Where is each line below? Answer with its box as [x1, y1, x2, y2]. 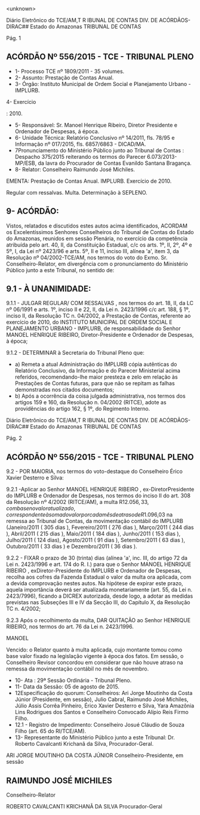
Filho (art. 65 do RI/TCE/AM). [14, 728, 87, 735]
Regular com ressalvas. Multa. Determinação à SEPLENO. [6, 189, 147, 196]
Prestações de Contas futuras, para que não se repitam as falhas [14, 380, 175, 387]
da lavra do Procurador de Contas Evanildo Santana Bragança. [38, 159, 192, 167]
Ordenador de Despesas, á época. [14, 128, 100, 135]
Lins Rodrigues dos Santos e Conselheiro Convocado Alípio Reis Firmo [14, 709, 189, 716]
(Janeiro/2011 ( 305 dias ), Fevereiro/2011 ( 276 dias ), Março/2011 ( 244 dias [6, 524, 194, 531]
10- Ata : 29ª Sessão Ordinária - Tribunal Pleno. [14, 677, 132, 684]
